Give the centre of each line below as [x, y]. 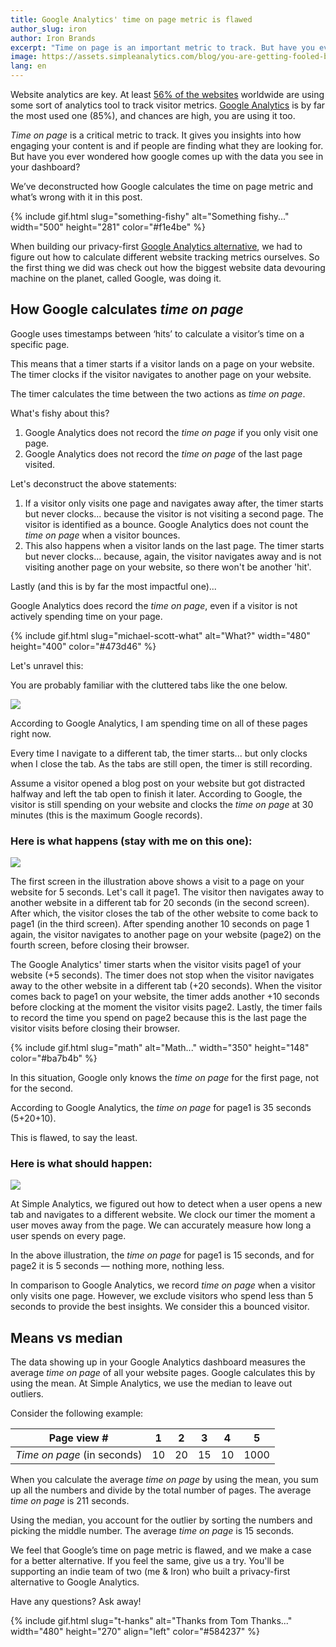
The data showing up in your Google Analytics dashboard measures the [158, 1362]
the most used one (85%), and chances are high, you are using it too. [153, 115]
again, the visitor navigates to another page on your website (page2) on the [166, 935]
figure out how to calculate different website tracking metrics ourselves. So [165, 257]
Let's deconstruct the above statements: [93, 483]
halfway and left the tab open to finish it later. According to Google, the [156, 793]
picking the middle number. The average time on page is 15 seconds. [152, 1531]
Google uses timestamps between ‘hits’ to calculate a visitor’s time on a [157, 333]
